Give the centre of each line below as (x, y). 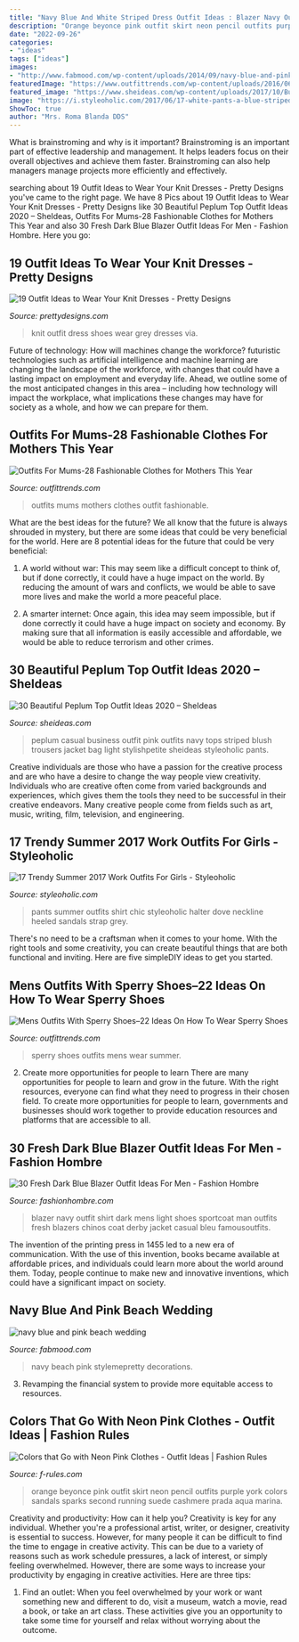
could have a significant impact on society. (88, 1283)
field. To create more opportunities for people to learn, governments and (155, 1101)
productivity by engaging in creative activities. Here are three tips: (130, 1574)
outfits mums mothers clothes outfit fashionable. (120, 505)
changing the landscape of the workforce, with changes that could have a (145, 369)
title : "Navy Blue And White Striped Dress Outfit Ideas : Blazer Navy (145, 17)
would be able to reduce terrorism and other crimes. (117, 641)
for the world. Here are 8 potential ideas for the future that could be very (142, 541)
